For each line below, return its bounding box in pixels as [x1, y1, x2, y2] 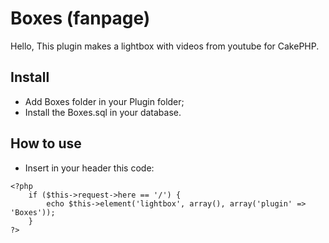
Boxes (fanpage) [10, 7, 151, 30]
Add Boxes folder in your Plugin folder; [24, 95, 185, 107]
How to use [10, 135, 82, 152]
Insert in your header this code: [24, 162, 155, 174]
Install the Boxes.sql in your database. [24, 106, 182, 118]
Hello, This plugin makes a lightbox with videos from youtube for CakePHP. [10, 40, 320, 52]
